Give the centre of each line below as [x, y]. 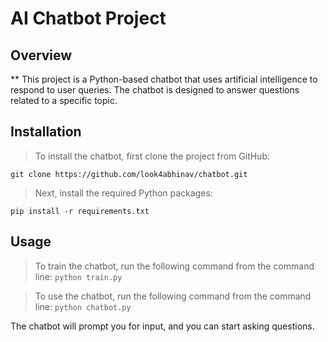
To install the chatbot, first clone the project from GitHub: [152, 156]
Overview [41, 55]
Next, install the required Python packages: [123, 193]
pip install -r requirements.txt [80, 211]
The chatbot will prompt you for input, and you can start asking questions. [162, 326]
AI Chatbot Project [88, 18]
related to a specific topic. [64, 100]
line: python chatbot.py [83, 306]
